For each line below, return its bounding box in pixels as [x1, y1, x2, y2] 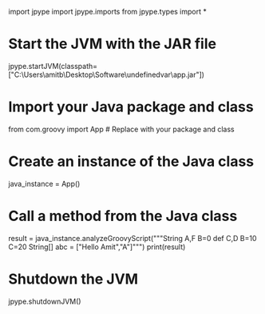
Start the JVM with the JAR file [8, 35, 217, 53]
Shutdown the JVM [8, 270, 138, 288]
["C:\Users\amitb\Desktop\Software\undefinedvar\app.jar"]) [8, 70, 205, 79]
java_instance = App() [8, 179, 81, 188]
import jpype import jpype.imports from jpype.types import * [8, 7, 208, 16]
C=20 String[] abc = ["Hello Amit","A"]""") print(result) [8, 242, 186, 252]
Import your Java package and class [8, 98, 254, 116]
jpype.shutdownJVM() [8, 296, 81, 306]
